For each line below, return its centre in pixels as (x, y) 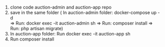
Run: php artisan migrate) (36, 28)
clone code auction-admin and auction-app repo (61, 7)
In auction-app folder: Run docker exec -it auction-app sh (70, 34)
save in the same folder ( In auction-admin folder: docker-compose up (83, 12)
